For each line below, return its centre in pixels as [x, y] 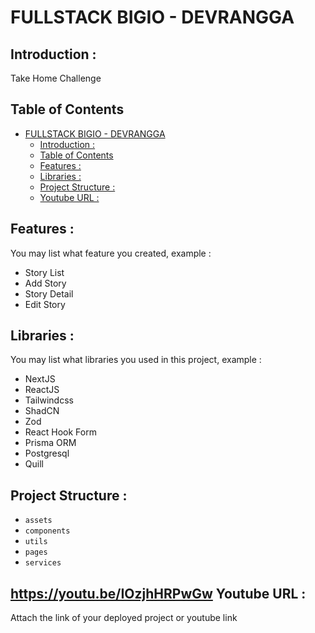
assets [38, 521]
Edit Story [45, 304]
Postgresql [47, 453]
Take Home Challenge [56, 78]
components [47, 531]
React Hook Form [60, 432]
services [43, 563]
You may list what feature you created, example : [111, 253]
